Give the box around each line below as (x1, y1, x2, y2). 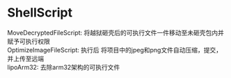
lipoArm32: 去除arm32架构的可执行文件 (7, 63, 120, 71)
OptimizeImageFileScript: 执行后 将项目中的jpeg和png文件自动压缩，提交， (7, 46, 223, 54)
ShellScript (7, 5, 73, 21)
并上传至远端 (7, 54, 44, 63)
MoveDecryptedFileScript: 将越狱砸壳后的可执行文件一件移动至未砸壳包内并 (7, 28, 225, 37)
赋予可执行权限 (7, 37, 50, 46)
